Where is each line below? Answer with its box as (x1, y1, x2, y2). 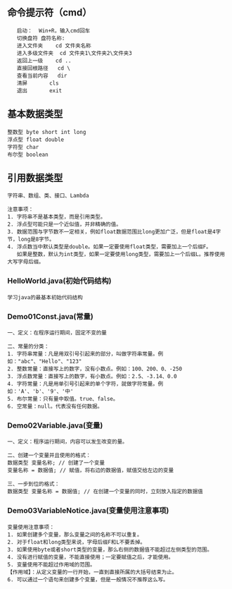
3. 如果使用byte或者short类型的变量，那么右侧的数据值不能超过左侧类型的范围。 (7, 546, 213, 553)
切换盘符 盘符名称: (16, 35, 65, 42)
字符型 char (7, 143, 39, 150)
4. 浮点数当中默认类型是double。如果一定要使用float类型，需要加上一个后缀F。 (7, 243, 212, 250)
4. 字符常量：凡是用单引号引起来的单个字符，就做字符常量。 (7, 380, 158, 388)
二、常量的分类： (7, 343, 50, 351)
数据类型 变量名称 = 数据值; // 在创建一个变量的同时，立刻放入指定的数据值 (7, 488, 203, 495)
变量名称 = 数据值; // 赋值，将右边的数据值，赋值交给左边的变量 (7, 467, 174, 474)
